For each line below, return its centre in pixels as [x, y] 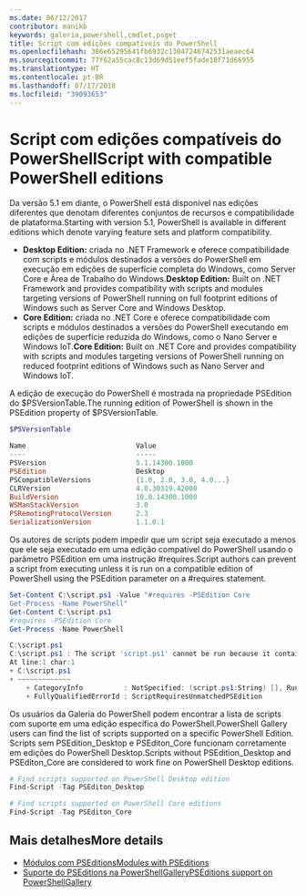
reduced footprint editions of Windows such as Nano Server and [143, 366]
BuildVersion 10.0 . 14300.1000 [103, 497]
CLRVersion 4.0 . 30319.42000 [103, 489]
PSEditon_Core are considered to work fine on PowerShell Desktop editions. [152, 762]
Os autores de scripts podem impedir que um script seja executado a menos [153, 540]
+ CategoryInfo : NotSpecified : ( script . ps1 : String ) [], [154, 688]
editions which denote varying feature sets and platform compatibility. [141, 232]
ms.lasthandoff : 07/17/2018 [63, 86]
